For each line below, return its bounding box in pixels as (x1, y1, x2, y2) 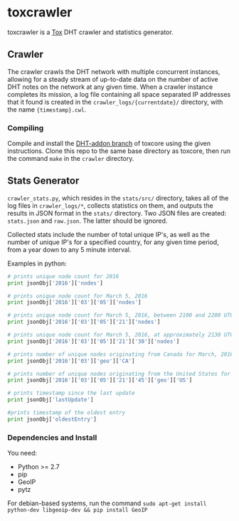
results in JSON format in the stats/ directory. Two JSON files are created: (7, 209, 227, 217)
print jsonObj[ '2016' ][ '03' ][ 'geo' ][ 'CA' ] (7, 357, 135, 364)
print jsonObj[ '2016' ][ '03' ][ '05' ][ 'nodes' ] (7, 299, 142, 306)
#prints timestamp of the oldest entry (7, 409, 126, 416)
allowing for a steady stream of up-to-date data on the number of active (7, 75, 218, 83)
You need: (7, 449, 38, 458)
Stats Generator (7, 175, 80, 187)
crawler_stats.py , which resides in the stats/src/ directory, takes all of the (7, 194, 229, 202)
